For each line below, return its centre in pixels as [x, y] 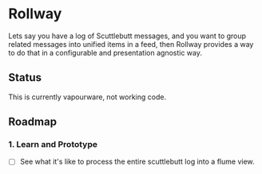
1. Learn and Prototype [53, 145]
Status [25, 77]
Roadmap [33, 122]
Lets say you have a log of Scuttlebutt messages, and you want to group [127, 36]
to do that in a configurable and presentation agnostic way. [105, 52]
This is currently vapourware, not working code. [87, 97]
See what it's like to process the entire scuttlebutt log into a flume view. [137, 162]
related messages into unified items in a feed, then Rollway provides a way [131, 44]
